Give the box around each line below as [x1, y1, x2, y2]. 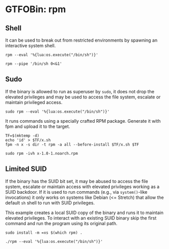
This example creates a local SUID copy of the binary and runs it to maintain [5, 209, 163, 216]
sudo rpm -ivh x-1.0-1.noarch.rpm [5, 151, 78, 156]
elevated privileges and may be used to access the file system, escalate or [5, 94, 161, 100]
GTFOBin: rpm [5, 4, 66, 15]
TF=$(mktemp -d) [5, 133, 39, 138]
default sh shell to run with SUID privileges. [5, 199, 95, 206]
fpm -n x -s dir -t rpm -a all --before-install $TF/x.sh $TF [5, 142, 139, 147]
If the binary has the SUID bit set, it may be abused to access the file [5, 178, 148, 184]
